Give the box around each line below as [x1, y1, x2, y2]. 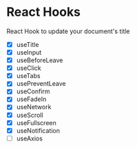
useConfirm [16, 87, 50, 95]
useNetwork [16, 103, 52, 111]
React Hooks [6, 4, 81, 20]
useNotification [16, 126, 60, 135]
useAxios [16, 134, 43, 142]
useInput [16, 48, 42, 56]
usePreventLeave [16, 80, 66, 88]
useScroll [16, 111, 43, 119]
